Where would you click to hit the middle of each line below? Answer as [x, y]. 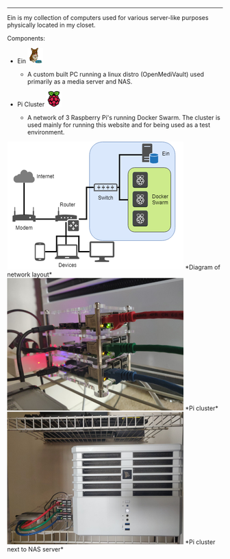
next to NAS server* [35, 549]
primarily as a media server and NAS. [80, 82]
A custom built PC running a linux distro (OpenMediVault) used [115, 74]
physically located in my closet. [51, 25]
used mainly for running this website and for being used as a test [119, 125]
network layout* [30, 274]
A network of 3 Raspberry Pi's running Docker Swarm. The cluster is [124, 118]
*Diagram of [202, 267]
